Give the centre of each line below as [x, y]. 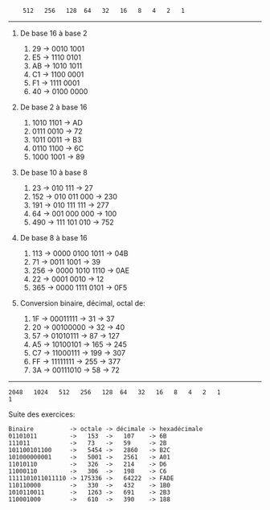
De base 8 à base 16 [53, 238]
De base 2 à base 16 [53, 107]
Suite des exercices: [42, 414]
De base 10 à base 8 [54, 173]
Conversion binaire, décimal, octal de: [83, 303]
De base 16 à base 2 [53, 33]
